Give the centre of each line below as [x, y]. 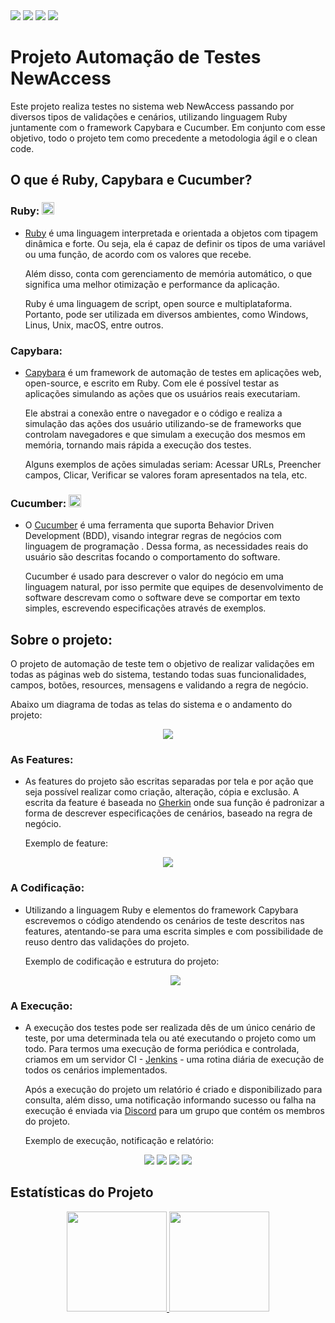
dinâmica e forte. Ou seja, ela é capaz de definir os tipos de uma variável [175, 243]
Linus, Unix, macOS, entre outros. [94, 325]
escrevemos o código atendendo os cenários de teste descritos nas [164, 920]
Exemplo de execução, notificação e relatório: [119, 1140]
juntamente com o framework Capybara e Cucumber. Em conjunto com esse [168, 127]
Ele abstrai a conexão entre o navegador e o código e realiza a [153, 413]
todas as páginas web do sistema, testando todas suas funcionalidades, [158, 675]
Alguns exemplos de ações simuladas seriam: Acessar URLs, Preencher [173, 464]
